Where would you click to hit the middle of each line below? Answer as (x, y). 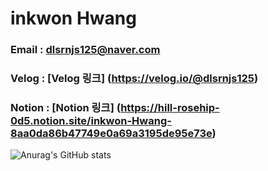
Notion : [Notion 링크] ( (66, 107)
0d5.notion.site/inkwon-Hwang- (91, 120)
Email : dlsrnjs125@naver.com (85, 50)
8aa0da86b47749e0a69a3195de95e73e (111, 133)
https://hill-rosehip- (170, 107)
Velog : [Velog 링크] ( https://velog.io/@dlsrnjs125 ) (134, 79)
